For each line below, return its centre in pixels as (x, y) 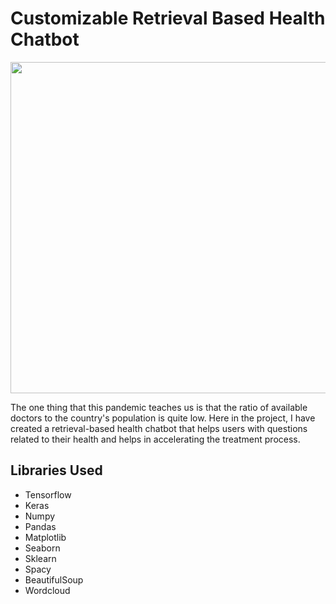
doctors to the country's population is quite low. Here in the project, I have (163, 418)
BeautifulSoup (54, 579)
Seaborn (42, 548)
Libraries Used (56, 470)
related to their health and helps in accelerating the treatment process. (155, 439)
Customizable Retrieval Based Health (168, 18)
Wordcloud (47, 590)
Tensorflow (48, 494)
